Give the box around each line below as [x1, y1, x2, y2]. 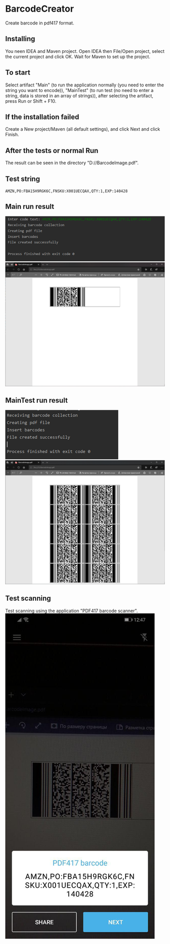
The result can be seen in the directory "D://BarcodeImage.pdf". [5, 160, 139, 166]
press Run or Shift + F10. [5, 98, 57, 104]
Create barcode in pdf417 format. [5, 20, 74, 26]
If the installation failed [5, 112, 79, 121]
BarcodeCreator [5, 3, 74, 15]
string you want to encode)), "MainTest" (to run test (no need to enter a [5, 87, 154, 93]
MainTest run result [5, 396, 68, 405]
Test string [5, 174, 40, 183]
